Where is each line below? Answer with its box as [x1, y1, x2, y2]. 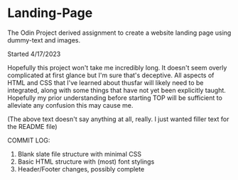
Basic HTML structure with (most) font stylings [17, 157, 155, 166]
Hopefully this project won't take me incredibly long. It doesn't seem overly [7, 63, 227, 72]
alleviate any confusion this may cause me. [7, 101, 134, 109]
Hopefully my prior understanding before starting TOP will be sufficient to [7, 94, 222, 102]
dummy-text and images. [7, 35, 80, 44]
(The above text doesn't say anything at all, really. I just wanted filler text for [7, 115, 229, 123]
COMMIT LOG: [7, 136, 50, 145]
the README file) [7, 122, 58, 130]
